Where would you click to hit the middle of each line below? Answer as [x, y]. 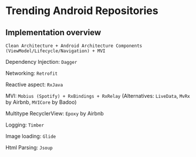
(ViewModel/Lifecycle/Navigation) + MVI [56, 51]
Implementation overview [53, 33]
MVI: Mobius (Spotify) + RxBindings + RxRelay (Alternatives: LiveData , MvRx [98, 96]
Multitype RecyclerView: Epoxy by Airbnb [55, 113]
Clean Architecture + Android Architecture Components [74, 46]
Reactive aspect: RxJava [34, 84]
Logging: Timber [25, 125]
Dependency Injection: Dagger [41, 62]
